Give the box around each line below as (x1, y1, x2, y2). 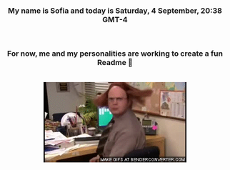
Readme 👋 (97, 58, 133, 68)
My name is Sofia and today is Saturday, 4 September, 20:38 (8, 6, 222, 16)
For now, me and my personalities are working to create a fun (6, 49, 224, 59)
